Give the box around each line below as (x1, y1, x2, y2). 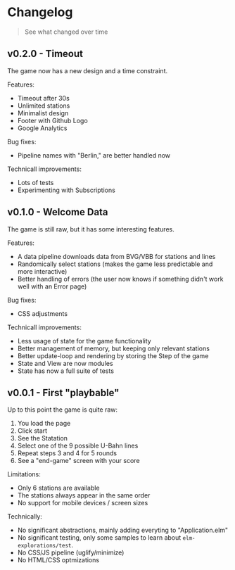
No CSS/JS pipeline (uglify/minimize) (17, 548, 125, 557)
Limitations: (7, 470, 41, 479)
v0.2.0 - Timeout (7, 48, 83, 60)
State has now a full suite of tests (17, 367, 115, 375)
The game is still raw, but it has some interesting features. (7, 224, 174, 233)
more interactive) (17, 267, 68, 275)
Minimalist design (17, 108, 69, 117)
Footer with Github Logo (17, 116, 88, 125)
